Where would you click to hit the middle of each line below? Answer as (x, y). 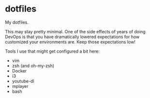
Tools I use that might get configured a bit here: (52, 51)
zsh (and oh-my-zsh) (33, 66)
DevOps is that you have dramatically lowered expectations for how (72, 37)
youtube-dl (23, 81)
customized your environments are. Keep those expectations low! (70, 42)
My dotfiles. (17, 22)
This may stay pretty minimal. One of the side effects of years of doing (75, 31)
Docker (19, 70)
